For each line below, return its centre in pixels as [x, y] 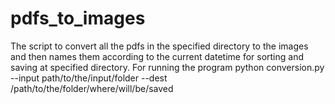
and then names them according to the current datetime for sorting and [157, 56]
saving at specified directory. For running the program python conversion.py [167, 67]
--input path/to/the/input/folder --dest [89, 78]
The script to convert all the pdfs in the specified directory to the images [159, 46]
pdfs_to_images [78, 18]
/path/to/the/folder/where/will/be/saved [92, 88]
